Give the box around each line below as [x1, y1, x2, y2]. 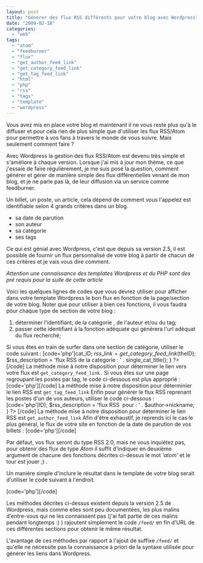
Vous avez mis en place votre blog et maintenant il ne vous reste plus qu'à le [6, 121, 197, 128]
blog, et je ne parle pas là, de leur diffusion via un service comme [6, 178, 169, 185]
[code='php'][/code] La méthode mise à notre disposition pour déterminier [6, 382, 192, 389]
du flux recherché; [14, 331, 62, 339]
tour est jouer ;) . [6, 458, 48, 465]
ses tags [14, 233, 37, 241]
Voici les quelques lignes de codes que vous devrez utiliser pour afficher [6, 288, 187, 295]
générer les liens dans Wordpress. [6, 550, 92, 557]
